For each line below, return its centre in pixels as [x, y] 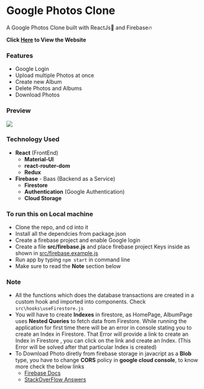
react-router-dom [47, 165]
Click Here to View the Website [46, 40]
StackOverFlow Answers [55, 380]
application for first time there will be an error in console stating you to [103, 328]
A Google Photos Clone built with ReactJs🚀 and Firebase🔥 [79, 27]
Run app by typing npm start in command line [72, 260]
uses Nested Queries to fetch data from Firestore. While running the [101, 321]
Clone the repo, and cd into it [51, 227]
